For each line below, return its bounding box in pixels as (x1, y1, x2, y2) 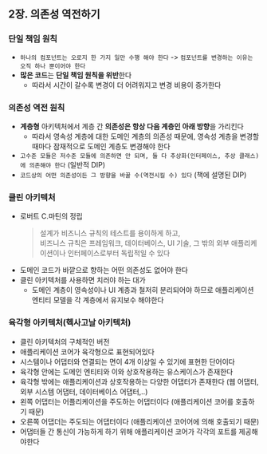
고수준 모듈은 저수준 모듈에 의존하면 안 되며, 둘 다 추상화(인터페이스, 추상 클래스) (19, 152, 260, 160)
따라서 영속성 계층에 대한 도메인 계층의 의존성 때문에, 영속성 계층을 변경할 (31, 131, 260, 141)
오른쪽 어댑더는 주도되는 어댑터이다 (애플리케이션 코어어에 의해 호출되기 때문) (19, 416, 260, 426)
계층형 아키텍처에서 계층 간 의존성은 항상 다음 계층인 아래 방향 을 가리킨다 (19, 121, 245, 131)
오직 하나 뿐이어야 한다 (19, 62, 86, 70)
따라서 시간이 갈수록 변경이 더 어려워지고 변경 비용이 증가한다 (31, 80, 222, 89)
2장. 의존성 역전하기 (8, 7, 101, 22)
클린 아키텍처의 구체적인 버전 (19, 337, 110, 346)
